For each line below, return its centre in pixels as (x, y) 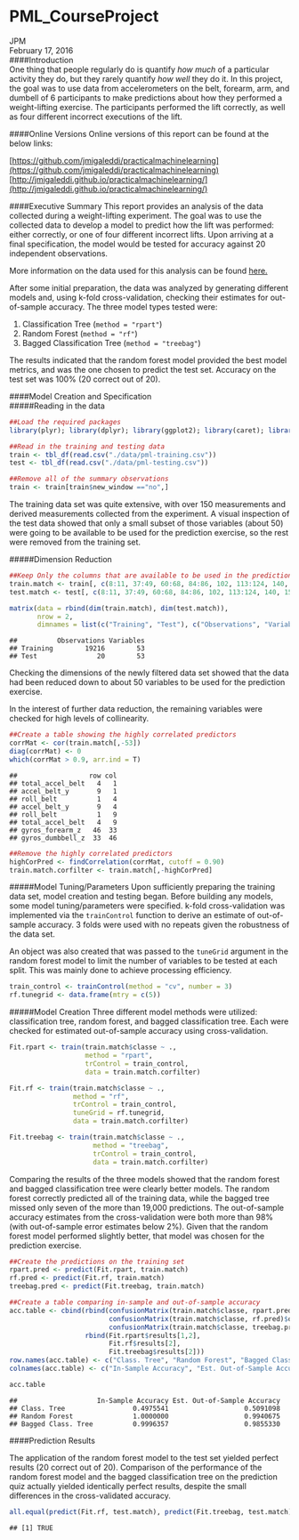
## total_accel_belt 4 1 (63, 783)
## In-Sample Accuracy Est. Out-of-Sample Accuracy (145, 1400)
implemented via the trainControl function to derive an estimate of (132, 915)
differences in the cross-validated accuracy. (90, 1496)
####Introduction (41, 60)
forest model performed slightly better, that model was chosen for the (137, 1236)
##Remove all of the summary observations (89, 479)
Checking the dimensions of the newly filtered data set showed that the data (149, 673)
